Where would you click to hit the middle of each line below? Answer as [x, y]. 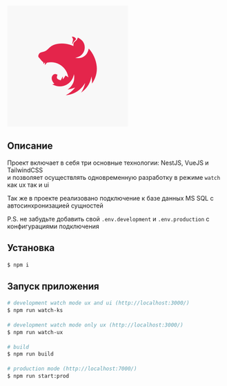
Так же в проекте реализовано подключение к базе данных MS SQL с [110, 198]
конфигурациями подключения [53, 226]
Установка [31, 248]
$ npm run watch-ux [35, 332]
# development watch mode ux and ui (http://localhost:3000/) [98, 303]
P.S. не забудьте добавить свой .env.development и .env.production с [108, 219]
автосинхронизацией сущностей [55, 205]
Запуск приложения [53, 286]
